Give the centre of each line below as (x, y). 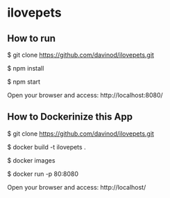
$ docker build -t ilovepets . (46, 147)
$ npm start (24, 82)
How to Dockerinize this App (70, 117)
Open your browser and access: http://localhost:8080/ (85, 95)
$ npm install (26, 68)
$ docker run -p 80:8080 (43, 174)
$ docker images (31, 160)
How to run (32, 38)
